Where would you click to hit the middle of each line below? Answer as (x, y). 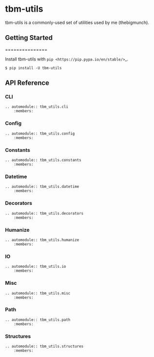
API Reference (27, 83)
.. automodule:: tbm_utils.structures (44, 347)
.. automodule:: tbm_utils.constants (43, 160)
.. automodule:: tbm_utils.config (40, 133)
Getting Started (29, 38)
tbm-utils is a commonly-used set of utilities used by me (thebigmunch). (77, 22)
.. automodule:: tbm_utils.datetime (42, 187)
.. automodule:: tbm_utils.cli (37, 107)
